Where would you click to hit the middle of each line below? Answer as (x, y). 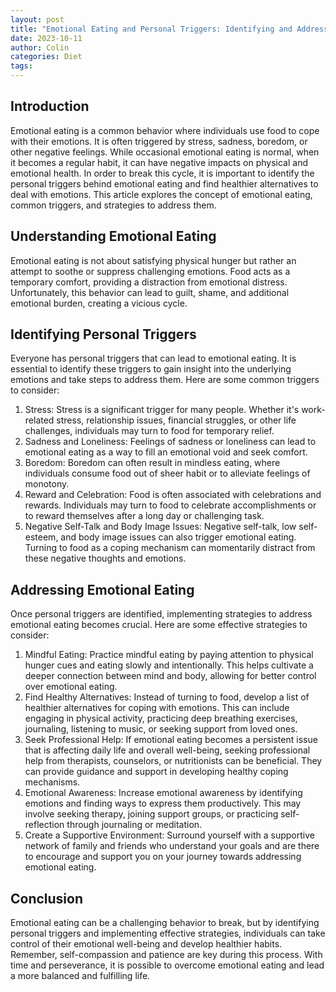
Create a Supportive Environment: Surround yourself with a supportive (169, 835)
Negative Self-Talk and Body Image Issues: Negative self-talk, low (160, 527)
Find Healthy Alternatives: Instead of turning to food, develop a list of (167, 697)
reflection (44, 825)
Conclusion (47, 898)
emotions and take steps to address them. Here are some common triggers (165, 380)
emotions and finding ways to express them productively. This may (163, 803)
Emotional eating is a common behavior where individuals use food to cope (165, 130)
